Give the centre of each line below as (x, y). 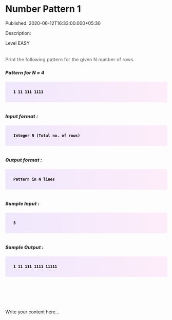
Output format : (24, 160)
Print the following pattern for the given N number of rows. (70, 59)
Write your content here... (32, 312)
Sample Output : (25, 247)
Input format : (22, 116)
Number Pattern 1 (43, 9)
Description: (18, 33)
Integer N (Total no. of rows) (47, 136)
